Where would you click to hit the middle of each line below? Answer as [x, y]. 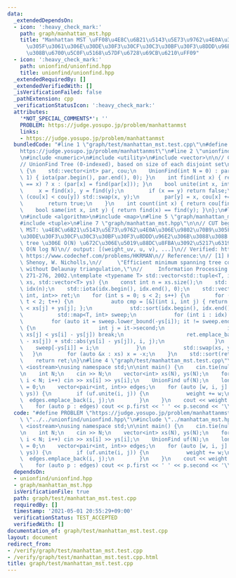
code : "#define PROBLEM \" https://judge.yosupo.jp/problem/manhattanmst [122, 413]
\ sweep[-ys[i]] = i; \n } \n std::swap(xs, [122, 348]
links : [29, 132]
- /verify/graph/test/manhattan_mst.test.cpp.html [83, 557]
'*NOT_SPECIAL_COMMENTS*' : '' [64, 118]
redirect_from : [29, 544]
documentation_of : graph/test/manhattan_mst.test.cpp [88, 531]
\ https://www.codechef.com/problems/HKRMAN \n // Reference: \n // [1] [122, 256]
